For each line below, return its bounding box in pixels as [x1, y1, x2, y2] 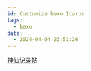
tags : [7, 17, 23, 24]
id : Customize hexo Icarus [7, 10, 85, 17]
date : [7, 29, 23, 37]
